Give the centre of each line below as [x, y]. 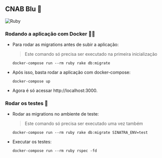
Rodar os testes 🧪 [27, 103]
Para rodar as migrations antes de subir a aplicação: [65, 44]
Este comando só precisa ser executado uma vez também [84, 123]
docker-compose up [31, 81]
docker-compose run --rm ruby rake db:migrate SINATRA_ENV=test [80, 133]
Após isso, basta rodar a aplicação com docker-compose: [71, 73]
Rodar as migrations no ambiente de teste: [55, 114]
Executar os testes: [32, 142]
